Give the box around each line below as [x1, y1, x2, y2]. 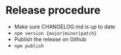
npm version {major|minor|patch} [14, 30, 97, 36]
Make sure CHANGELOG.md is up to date [14, 23, 116, 30]
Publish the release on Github [14, 35, 87, 43]
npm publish [14, 43, 44, 49]
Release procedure [5, 4, 101, 17]
